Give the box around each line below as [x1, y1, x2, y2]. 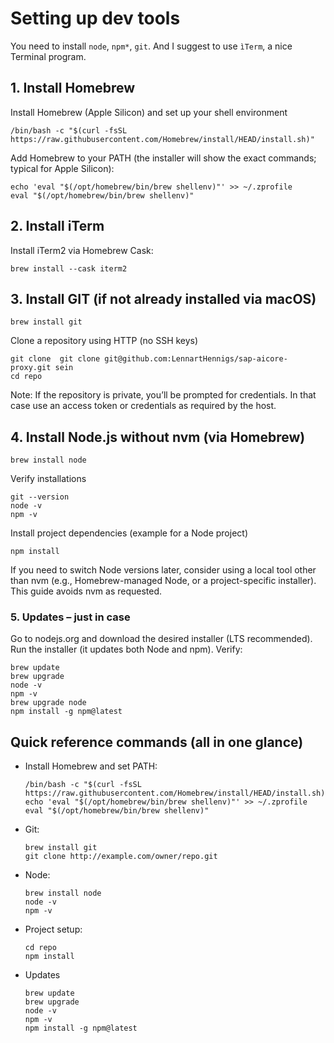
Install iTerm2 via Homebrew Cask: [10, 244, 154, 256]
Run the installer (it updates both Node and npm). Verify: [10, 643, 243, 656]
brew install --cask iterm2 [10, 263, 128, 274]
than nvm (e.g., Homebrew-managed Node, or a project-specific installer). [10, 575, 317, 587]
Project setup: [24, 923, 83, 936]
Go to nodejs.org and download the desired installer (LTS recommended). [10, 633, 313, 645]
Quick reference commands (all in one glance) [10, 733, 304, 751]
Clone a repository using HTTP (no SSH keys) [10, 335, 199, 347]
